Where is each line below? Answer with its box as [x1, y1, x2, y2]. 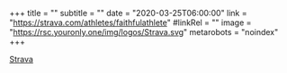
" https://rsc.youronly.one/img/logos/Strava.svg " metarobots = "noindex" [9, 27, 279, 37]
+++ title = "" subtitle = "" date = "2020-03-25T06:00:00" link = [9, 8, 247, 18]
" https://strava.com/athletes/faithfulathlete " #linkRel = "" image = [9, 17, 252, 28]
